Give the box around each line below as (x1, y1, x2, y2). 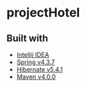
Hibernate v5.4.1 (16, 66, 63, 73)
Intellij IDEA (16, 50, 49, 59)
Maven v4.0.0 (16, 72, 56, 81)
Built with (6, 32, 49, 44)
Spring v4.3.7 (16, 58, 55, 66)
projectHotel (6, 5, 80, 21)
